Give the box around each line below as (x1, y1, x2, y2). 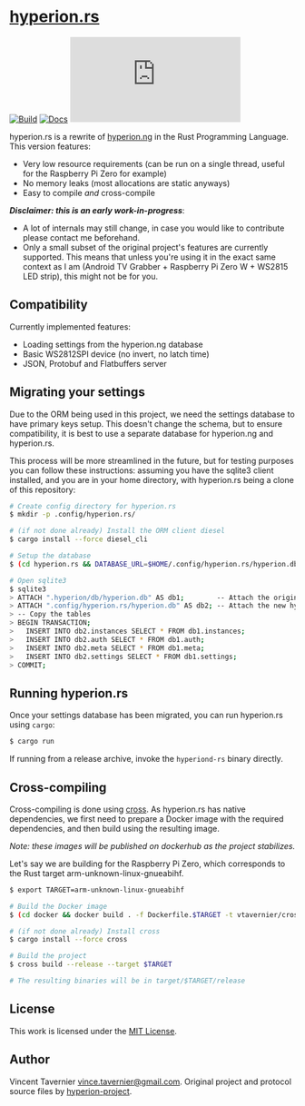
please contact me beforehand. (22, 232, 141, 242)
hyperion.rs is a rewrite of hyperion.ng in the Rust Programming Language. (9, 131, 289, 142)
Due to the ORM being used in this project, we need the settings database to (9, 409, 295, 420)
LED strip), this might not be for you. (22, 271, 159, 281)
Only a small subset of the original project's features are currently (22, 242, 269, 252)
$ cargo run (9, 737, 54, 746)
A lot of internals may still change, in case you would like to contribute (22, 222, 285, 233)
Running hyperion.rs (9, 686, 129, 701)
